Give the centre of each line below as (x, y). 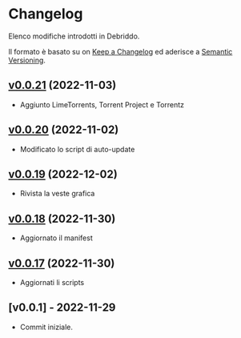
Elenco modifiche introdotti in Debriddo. (74, 36)
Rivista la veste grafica (57, 194)
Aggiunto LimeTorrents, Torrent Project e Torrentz (102, 104)
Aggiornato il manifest (56, 238)
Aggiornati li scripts (52, 282)
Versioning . (27, 60)
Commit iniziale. (46, 327)
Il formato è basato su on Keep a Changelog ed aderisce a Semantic (120, 51)
